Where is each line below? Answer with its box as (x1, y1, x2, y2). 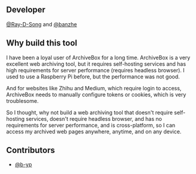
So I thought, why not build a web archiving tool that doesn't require (6, 109, 173, 116)
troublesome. (6, 97, 39, 104)
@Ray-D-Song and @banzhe (6, 20, 77, 28)
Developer (6, 5, 46, 15)
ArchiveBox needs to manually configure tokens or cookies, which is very (6, 91, 186, 98)
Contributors (6, 145, 55, 155)
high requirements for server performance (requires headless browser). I (6, 66, 185, 74)
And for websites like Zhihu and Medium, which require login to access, (6, 84, 182, 91)
